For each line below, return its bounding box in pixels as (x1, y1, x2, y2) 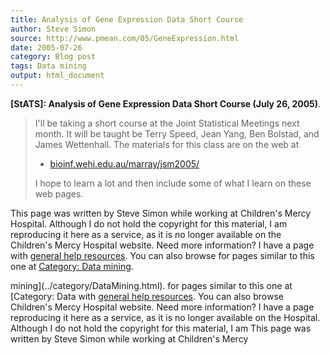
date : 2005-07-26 (10, 42, 83, 53)
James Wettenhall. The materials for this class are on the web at (34, 138, 300, 150)
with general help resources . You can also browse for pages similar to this (10, 249, 315, 261)
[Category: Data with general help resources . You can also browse (10, 290, 284, 302)
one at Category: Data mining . (10, 260, 134, 272)
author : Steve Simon (10, 24, 97, 34)
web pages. (34, 187, 84, 200)
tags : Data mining (10, 61, 87, 71)
